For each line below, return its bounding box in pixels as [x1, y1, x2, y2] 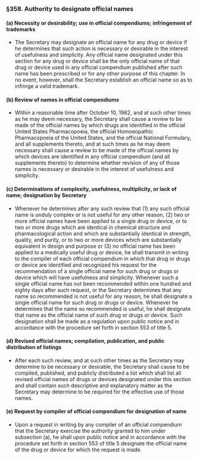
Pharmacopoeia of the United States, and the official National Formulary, [14, 135, 191, 142]
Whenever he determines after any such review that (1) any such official [14, 205, 190, 212]
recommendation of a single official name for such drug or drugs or [14, 267, 179, 274]
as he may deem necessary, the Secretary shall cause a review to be [14, 116, 183, 123]
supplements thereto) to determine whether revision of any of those [14, 159, 180, 166]
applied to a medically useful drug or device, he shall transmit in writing [14, 248, 189, 255]
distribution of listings [6, 344, 62, 351]
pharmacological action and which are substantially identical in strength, [14, 229, 191, 237]
